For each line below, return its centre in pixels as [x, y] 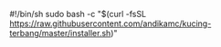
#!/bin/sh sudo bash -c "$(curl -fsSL [78, 14]
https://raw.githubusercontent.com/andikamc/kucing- [110, 23]
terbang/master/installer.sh [60, 33]
